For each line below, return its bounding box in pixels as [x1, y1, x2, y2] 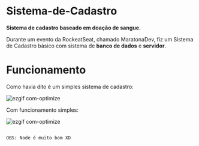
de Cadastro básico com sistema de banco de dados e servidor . [6, 42, 167, 49]
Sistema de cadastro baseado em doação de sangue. [6, 24, 141, 31]
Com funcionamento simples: [6, 106, 79, 114]
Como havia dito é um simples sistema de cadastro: [6, 83, 134, 90]
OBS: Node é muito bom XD [6, 135, 71, 141]
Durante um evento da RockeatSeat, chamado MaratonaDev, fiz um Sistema [6, 35, 194, 43]
